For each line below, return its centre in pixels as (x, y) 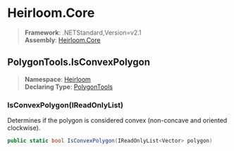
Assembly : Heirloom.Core (62, 40)
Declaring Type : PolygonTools (69, 87)
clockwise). (24, 128)
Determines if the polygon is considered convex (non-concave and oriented (117, 121)
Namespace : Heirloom (58, 79)
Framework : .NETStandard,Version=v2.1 (83, 32)
